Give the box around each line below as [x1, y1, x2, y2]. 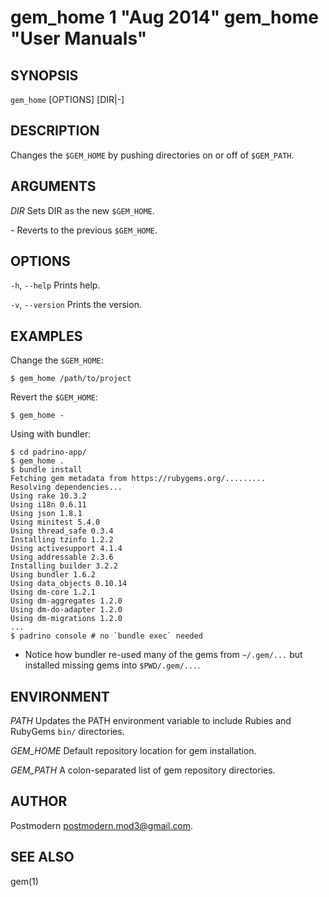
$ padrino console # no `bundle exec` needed [10, 631, 203, 641]
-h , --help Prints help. [10, 279, 101, 291]
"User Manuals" [10, 27, 148, 50]
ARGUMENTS [10, 178, 97, 195]
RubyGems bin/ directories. [10, 726, 125, 738]
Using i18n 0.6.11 [10, 500, 87, 510]
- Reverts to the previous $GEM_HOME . [10, 224, 158, 236]
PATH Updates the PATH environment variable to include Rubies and [10, 715, 292, 727]
